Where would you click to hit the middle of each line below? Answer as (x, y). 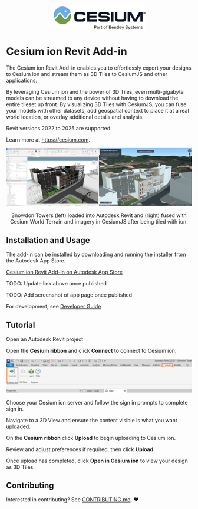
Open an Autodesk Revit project (45, 339)
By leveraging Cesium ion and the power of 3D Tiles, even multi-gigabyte (95, 91)
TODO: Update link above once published (57, 284)
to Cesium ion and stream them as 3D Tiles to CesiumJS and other (87, 74)
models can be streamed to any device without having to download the (92, 98)
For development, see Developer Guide (54, 307)
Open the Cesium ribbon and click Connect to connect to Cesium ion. (91, 351)
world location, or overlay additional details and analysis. (75, 117)
